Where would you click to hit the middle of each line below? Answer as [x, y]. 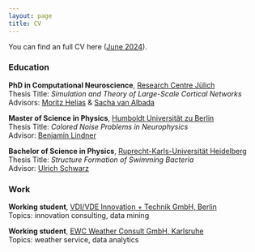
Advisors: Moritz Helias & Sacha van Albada [82, 102]
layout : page [30, 16]
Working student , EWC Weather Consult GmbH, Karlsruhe [106, 231]
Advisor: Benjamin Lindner [53, 135]
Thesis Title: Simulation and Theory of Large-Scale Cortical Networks [125, 93]
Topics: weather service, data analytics [74, 240]
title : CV [25, 23]
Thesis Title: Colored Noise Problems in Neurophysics [98, 126]
